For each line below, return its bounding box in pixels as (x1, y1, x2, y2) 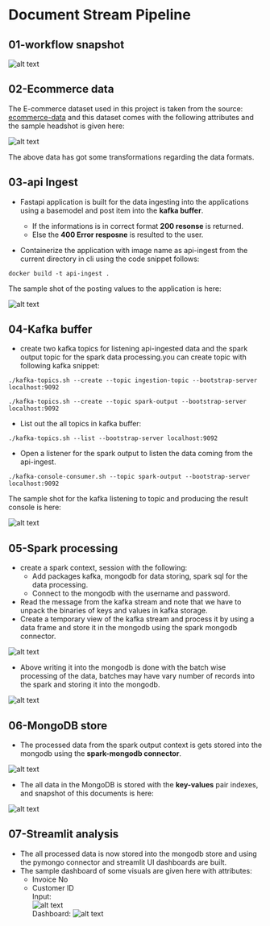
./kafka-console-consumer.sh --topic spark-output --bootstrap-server (8, 473, 251, 481)
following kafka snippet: (19, 361, 100, 371)
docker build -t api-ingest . (8, 269, 110, 277)
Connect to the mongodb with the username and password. (31, 588, 231, 598)
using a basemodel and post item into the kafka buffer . (19, 206, 204, 215)
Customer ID (31, 882, 74, 892)
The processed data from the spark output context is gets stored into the (19, 740, 263, 750)
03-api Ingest (8, 176, 78, 189)
